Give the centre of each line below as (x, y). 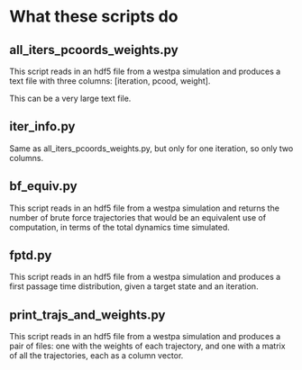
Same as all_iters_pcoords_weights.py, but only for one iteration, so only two (151, 148)
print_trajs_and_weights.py (87, 315)
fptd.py (31, 255)
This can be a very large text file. (70, 98)
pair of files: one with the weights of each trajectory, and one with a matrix (147, 346)
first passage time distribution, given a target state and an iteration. (134, 286)
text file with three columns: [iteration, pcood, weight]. (110, 81)
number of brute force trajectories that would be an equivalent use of (138, 217)
